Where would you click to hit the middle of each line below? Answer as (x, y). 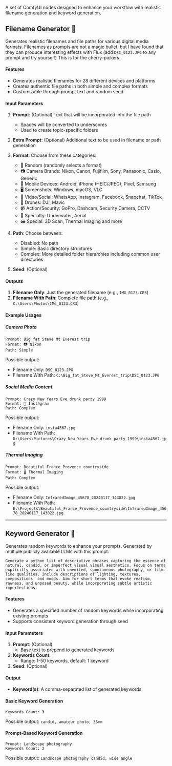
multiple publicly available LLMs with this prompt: (57, 551)
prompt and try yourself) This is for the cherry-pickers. (63, 57)
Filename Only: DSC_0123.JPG (43, 369)
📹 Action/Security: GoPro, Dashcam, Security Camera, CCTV (85, 208)
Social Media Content (29, 387)
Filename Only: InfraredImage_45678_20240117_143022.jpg (74, 497)
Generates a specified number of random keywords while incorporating (88, 610)
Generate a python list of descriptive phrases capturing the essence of (86, 561)
